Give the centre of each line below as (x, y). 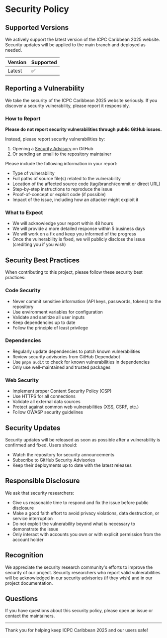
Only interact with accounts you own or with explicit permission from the (86, 534)
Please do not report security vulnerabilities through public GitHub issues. (83, 129)
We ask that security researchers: (40, 493)
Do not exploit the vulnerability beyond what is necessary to (74, 524)
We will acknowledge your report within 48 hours (63, 223)
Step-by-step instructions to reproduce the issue (62, 189)
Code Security (23, 291)
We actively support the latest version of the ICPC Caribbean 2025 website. (83, 39)
